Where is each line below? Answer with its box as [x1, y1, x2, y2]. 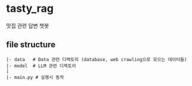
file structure [6, 40, 56, 50]
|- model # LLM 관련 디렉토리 [6, 63, 76, 69]
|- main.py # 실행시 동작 [6, 74, 64, 80]
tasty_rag [6, 2, 54, 15]
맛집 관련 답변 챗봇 [6, 22, 49, 29]
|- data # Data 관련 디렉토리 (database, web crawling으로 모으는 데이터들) [6, 56, 187, 62]
